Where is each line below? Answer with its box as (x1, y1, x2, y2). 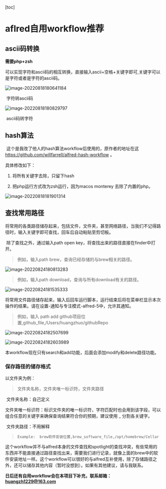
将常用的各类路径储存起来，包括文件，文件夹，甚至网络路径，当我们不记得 (5, 223, 157, 229)
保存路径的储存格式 (5, 363, 51, 370)
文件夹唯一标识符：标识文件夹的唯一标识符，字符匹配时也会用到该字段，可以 (5, 407, 161, 413)
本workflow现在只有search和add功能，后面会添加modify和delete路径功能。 (5, 349, 159, 355)
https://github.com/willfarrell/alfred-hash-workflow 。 (5, 151, 115, 158)
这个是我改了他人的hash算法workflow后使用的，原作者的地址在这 (6, 145, 139, 151)
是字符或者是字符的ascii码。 (5, 75, 63, 81)
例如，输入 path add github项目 (17, 313, 82, 319)
